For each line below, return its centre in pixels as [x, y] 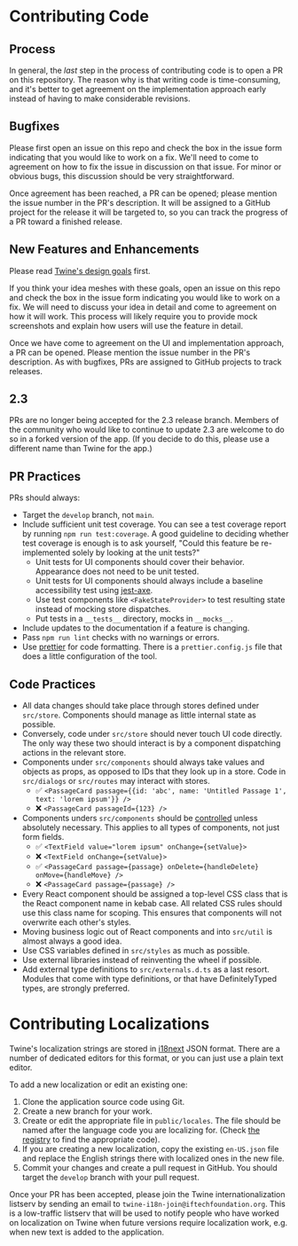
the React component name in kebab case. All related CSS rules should [152, 904]
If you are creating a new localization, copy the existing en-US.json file [150, 1149]
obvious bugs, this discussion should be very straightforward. [122, 176]
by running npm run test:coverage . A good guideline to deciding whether [155, 534]
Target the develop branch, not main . [88, 515]
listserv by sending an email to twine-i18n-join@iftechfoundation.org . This [147, 1204]
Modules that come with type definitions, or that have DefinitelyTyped [149, 979]
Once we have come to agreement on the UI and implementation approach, [147, 342]
